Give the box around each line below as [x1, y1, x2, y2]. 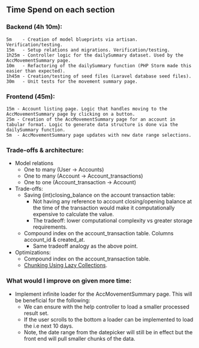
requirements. [32, 223, 68, 230]
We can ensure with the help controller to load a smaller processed [23, 303, 190, 310]
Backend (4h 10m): [6, 23, 63, 31]
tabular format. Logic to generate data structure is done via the [6, 121, 179, 128]
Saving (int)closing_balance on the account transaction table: [23, 191, 176, 199]
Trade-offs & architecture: [6, 146, 84, 154]
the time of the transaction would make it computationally [32, 204, 175, 212]
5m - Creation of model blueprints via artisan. [6, 36, 138, 43]
